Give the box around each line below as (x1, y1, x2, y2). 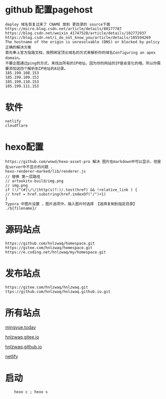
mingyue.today (5, 324, 36, 330)
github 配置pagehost (5, 4, 93, 16)
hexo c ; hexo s (14, 389, 48, 394)
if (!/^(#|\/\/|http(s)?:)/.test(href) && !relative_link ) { (5, 187, 137, 192)
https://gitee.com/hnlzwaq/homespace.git (5, 245, 93, 250)
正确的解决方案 (5, 45, 31, 50)
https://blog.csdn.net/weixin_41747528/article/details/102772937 (5, 31, 146, 36)
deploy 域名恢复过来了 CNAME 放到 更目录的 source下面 (5, 22, 110, 27)
